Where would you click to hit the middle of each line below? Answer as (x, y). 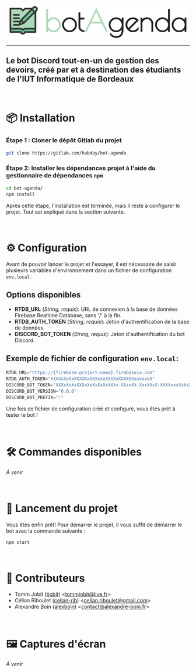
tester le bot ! (22, 414)
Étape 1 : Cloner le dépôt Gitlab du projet (64, 140)
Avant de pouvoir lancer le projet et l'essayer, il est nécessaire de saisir (91, 264)
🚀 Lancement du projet (62, 508)
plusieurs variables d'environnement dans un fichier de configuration (89, 270)
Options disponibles (43, 295)
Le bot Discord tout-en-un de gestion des (83, 61)
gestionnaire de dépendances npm (55, 175)
